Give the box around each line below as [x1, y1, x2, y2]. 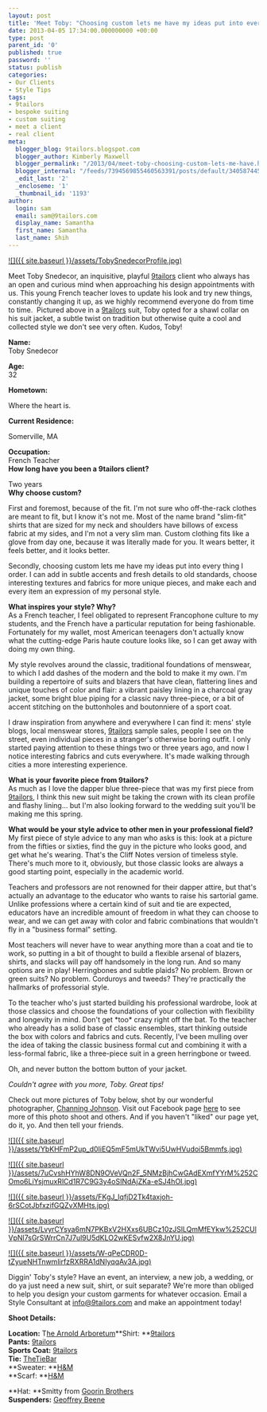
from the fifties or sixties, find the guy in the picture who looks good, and [8, 841, 247, 851]
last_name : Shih [15, 234, 69, 242]
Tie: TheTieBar [8, 1354, 57, 1363]
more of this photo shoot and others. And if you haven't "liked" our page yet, [8, 1112, 259, 1121]
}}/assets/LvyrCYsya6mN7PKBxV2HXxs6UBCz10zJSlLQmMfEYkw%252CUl [8, 1224, 257, 1234]
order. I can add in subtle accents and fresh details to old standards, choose [8, 569, 257, 579]
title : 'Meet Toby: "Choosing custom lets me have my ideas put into [8, 19, 244, 27]
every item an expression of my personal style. [8, 586, 161, 596]
